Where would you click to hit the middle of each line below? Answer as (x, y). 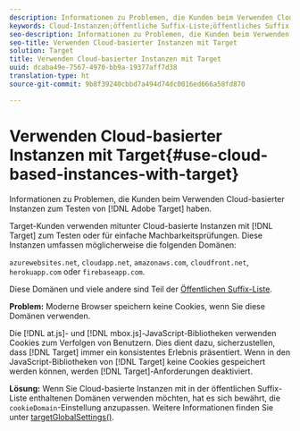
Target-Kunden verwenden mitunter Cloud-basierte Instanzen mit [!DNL (141, 225)
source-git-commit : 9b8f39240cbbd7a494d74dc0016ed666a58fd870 (127, 84)
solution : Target (42, 51)
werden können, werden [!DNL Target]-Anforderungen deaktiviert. (131, 371)
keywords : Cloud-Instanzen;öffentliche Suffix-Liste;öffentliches (135, 26)
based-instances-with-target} (124, 174)
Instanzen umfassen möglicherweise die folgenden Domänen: (123, 245)
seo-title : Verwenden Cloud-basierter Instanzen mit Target (124, 42)
